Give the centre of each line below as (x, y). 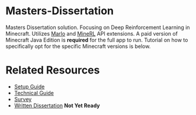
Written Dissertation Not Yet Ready (57, 106)
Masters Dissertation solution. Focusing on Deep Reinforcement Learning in (98, 27)
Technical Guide (34, 92)
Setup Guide (29, 87)
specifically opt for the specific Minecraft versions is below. (78, 46)
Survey (23, 99)
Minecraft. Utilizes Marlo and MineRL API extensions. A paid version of (92, 33)
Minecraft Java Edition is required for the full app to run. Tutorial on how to (97, 40)
